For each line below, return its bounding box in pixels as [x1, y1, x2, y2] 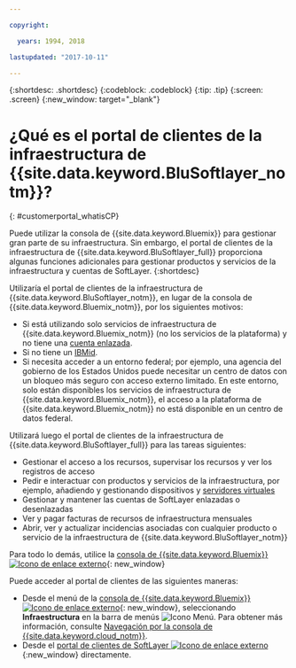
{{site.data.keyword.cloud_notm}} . [21, 631, 148, 641]
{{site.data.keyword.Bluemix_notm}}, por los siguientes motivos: [9, 302, 244, 313]
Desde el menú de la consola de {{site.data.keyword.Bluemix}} [21, 593, 251, 603]
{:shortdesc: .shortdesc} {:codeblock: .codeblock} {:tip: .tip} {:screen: [9, 85, 264, 96]
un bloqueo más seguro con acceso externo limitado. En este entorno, [21, 376, 279, 386]
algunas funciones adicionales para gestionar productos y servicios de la [9, 256, 277, 267]
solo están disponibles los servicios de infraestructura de [21, 384, 232, 395]
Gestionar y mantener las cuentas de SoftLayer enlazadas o [21, 494, 241, 505]
